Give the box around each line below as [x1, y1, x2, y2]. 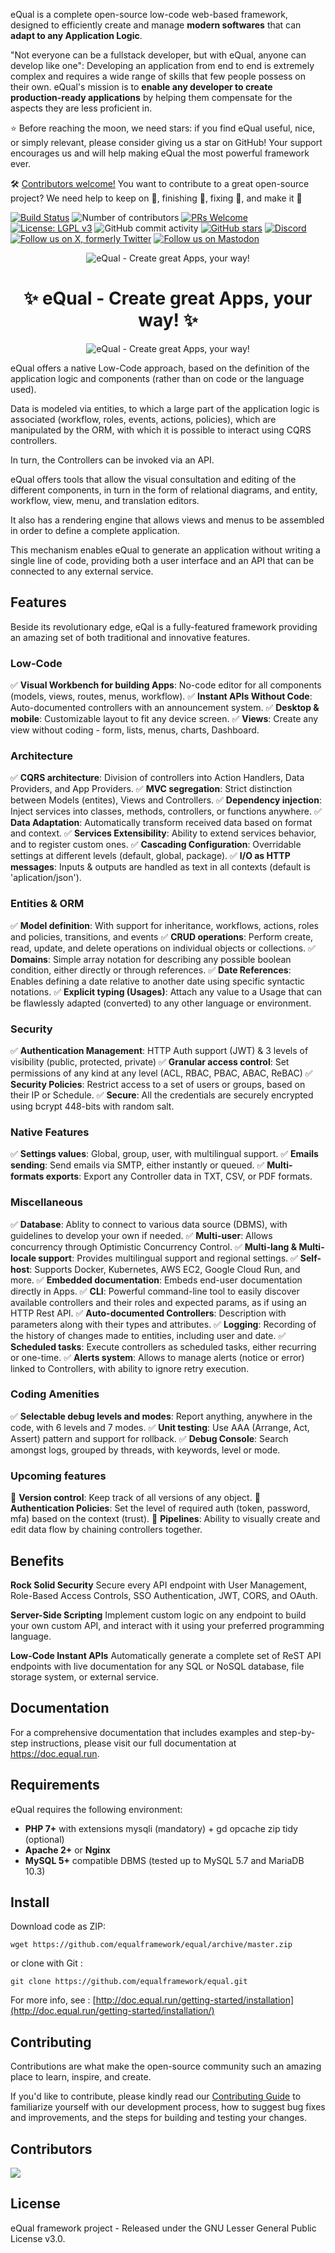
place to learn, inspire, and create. [10, 2071, 152, 2083]
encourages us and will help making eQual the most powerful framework [10, 147, 310, 159]
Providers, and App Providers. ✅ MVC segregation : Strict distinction [10, 783, 293, 795]
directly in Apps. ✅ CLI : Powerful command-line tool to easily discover [10, 1285, 300, 1297]
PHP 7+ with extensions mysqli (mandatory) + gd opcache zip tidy [24, 1822, 298, 1834]
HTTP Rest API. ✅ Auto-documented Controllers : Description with [10, 1307, 287, 1319]
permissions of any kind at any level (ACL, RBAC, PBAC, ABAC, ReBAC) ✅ [10, 1067, 313, 1079]
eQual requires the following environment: [10, 1803, 183, 1815]
